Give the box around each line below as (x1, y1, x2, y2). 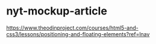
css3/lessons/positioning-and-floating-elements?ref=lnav (6, 30, 150, 37)
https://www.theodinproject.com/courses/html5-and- (6, 24, 139, 31)
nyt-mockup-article (6, 4, 107, 18)
